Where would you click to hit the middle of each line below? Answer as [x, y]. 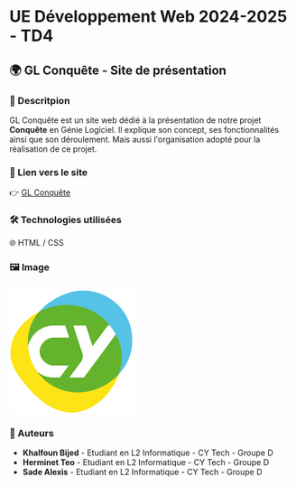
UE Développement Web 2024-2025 [148, 17]
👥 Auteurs [32, 433]
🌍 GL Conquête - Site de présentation [118, 70]
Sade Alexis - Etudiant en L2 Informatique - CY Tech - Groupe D [143, 472]
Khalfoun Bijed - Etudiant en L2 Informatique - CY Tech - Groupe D [148, 453]
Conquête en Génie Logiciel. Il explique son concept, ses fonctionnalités [144, 129]
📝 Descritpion [40, 100]
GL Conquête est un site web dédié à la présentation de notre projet [135, 120]
